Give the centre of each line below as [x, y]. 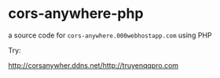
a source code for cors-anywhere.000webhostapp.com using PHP [110, 35]
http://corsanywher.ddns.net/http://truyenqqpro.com [93, 65]
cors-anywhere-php [76, 14]
